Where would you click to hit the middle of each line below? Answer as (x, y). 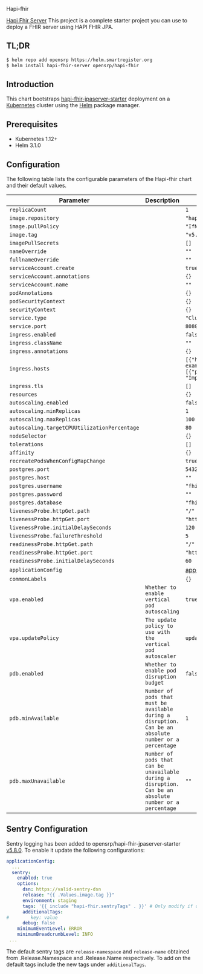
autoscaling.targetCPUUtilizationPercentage (74, 428)
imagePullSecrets (34, 243)
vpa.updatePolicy (34, 638)
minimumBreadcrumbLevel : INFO (55, 935)
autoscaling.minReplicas (45, 411)
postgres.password (36, 494)
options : (28, 884)
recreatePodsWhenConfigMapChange (57, 461)
